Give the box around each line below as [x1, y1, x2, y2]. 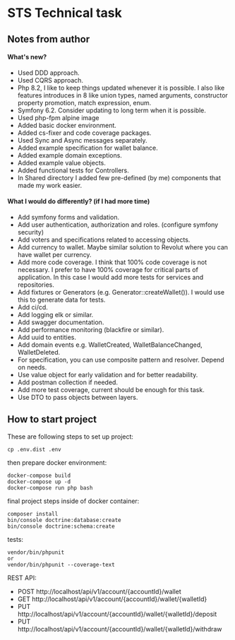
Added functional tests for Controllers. [17, 166, 129, 174]
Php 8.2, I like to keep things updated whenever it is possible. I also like [17, 83, 225, 92]
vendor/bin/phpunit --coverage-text [7, 561, 115, 568]
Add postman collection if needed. [17, 378, 119, 386]
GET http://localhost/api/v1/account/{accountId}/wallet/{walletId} [17, 595, 207, 603]
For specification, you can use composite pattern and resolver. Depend [17, 355, 224, 364]
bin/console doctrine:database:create [7, 516, 121, 523]
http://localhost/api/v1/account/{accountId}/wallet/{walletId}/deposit [17, 610, 217, 618]
